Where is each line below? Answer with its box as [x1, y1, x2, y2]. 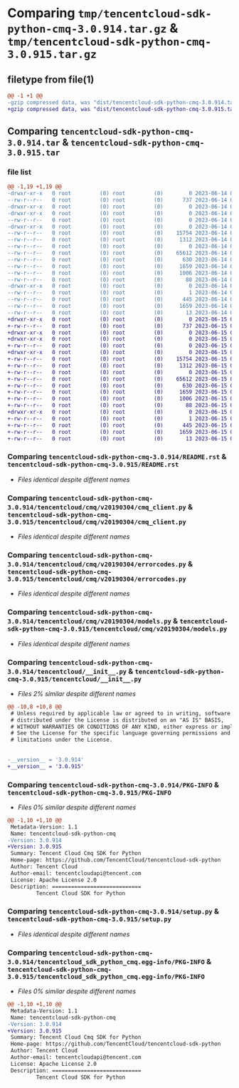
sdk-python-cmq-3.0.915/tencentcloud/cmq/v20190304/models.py [7, 625, 228, 633]
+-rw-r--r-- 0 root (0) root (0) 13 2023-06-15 [7, 435, 228, 442]
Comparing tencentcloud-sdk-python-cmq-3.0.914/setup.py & [7, 906, 219, 916]
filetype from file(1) [7, 73, 95, 86]
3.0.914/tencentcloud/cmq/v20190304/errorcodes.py [7, 560, 186, 568]
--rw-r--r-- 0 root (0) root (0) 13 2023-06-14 [7, 309, 228, 316]
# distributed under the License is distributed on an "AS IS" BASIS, [10, 716, 224, 724]
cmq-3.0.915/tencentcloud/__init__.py [7, 675, 142, 683]
